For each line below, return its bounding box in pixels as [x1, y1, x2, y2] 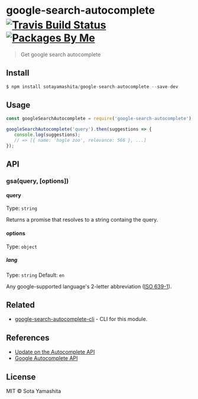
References [6, 333, 50, 343]
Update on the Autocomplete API [14, 348, 95, 356]
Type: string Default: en [6, 271, 65, 278]
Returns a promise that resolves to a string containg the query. [6, 216, 158, 223]
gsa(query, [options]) [6, 177, 69, 185]
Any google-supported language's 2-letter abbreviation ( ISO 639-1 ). [6, 283, 172, 290]
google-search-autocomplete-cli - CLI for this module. [14, 316, 148, 323]
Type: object [6, 243, 37, 250]
